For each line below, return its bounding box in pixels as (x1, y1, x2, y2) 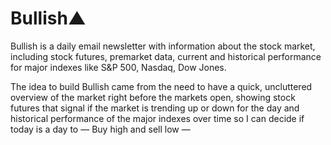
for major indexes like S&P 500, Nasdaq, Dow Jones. (10, 61, 227, 73)
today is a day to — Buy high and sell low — (10, 123, 191, 135)
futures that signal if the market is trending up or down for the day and (10, 102, 300, 114)
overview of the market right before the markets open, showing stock (10, 91, 296, 103)
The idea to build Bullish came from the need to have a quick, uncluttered (10, 80, 313, 92)
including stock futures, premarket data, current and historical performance (10, 50, 322, 62)
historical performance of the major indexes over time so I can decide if (10, 112, 305, 124)
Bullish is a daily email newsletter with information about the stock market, (10, 40, 316, 52)
